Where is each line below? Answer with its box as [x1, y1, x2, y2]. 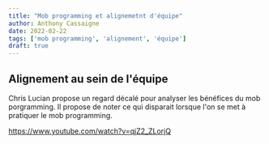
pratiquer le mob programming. [8, 110, 113, 120]
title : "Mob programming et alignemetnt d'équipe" [8, 11, 183, 20]
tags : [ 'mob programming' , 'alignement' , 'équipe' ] [8, 34, 186, 43]
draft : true [8, 42, 49, 50]
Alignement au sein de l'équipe [8, 72, 169, 86]
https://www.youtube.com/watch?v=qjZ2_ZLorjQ [8, 126, 172, 136]
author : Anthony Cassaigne [8, 19, 100, 28]
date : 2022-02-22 [8, 27, 67, 35]
